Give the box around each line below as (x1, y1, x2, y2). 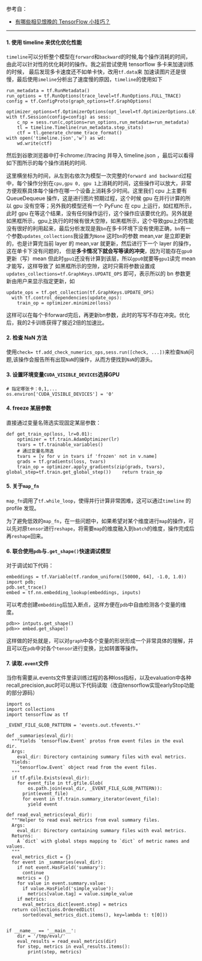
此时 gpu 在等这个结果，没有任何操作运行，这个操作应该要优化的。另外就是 (6, 210, 193, 217)
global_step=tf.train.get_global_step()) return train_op (6, 469, 163, 475)
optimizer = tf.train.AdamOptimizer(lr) (17, 436, 120, 442)
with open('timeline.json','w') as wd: (6, 135, 106, 142)
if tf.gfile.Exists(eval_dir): (11, 775, 90, 781)
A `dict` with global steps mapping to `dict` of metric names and (17, 838, 189, 845)
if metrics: (17, 897, 47, 903)
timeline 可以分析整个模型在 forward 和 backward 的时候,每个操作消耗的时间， (6, 53, 191, 60)
